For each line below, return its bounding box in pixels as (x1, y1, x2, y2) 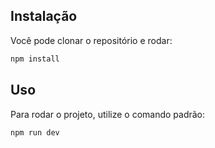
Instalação (10, 8, 78, 25)
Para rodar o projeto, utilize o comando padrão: (10, 108, 206, 120)
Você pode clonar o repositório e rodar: (10, 34, 173, 46)
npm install (10, 54, 60, 64)
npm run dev (10, 127, 60, 138)
